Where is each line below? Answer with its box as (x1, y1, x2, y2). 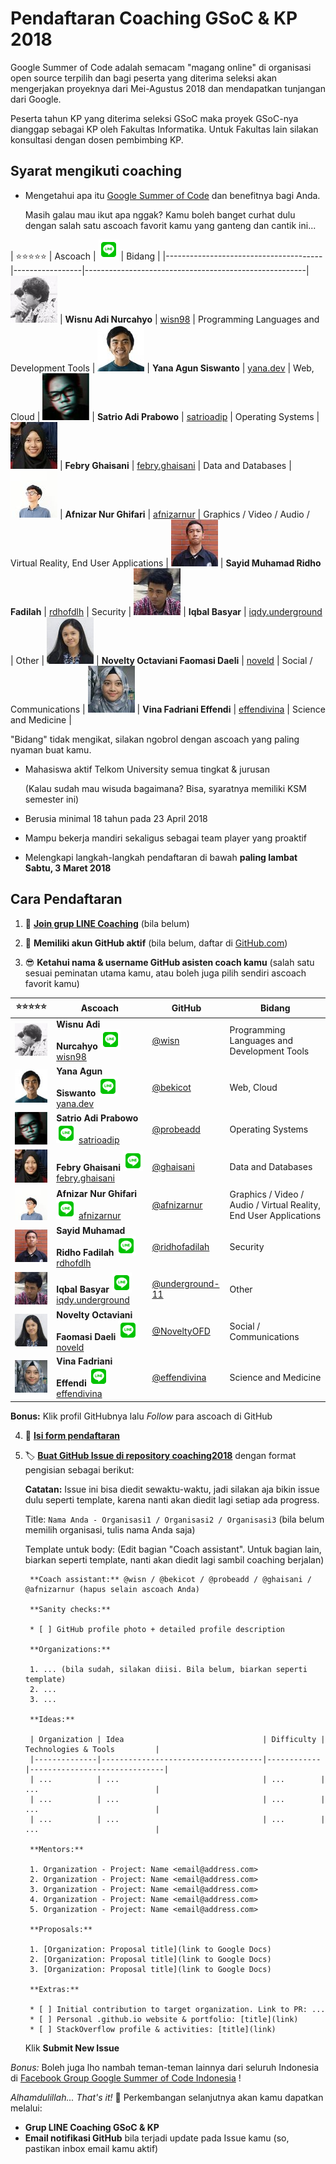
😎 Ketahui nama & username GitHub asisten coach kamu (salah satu (24, 956, 315, 968)
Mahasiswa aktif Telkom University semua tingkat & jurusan (24, 763, 270, 775)
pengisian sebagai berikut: (24, 1463, 135, 1476)
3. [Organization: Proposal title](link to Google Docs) (29, 1964, 272, 1974)
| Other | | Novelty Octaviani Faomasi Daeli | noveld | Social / (10, 654, 313, 666)
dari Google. (10, 93, 62, 105)
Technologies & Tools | (24, 1744, 160, 1754)
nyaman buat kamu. (10, 743, 92, 756)
